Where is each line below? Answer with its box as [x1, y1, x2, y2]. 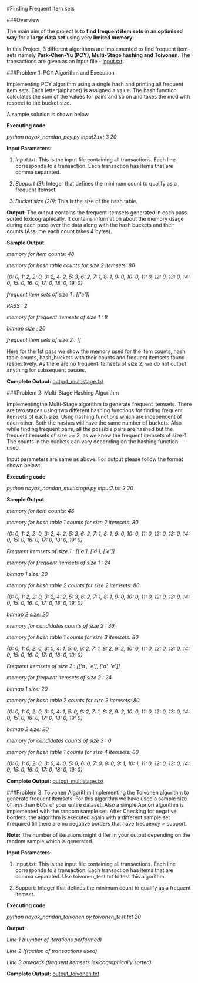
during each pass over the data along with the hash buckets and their [6, 221, 175, 228]
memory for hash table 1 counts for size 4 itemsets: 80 [6, 749, 139, 755]
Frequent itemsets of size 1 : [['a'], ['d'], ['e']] [6, 548, 115, 554]
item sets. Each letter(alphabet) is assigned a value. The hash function [6, 87, 177, 93]
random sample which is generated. [6, 838, 93, 844]
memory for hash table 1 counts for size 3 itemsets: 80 [6, 634, 139, 641]
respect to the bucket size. [6, 99, 71, 106]
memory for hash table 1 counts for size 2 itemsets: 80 [6, 519, 139, 526]
